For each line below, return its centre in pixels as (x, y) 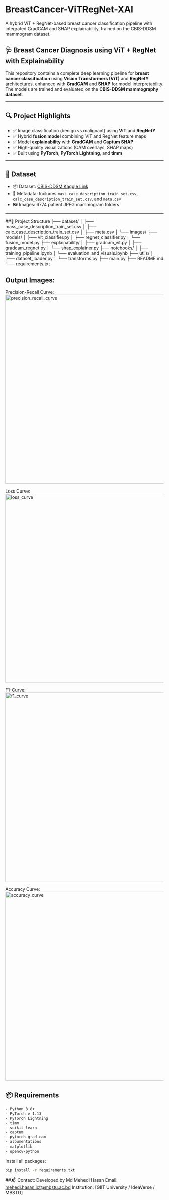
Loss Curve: (18, 491)
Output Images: (30, 280)
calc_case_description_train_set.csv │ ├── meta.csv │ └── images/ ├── (81, 232)
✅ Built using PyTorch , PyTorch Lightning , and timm (67, 153)
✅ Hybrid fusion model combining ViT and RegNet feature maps (79, 136)
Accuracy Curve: (23, 889)
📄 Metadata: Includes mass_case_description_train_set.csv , (75, 194)
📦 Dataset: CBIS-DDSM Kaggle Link (50, 186)
